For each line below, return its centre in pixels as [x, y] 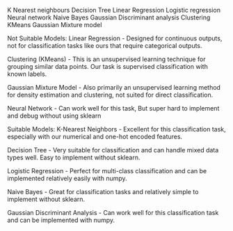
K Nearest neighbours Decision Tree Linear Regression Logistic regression [114, 10]
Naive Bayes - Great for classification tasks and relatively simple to [103, 192]
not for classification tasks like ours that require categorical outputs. [105, 46]
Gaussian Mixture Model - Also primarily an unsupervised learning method [114, 87]
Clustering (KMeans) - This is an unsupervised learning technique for [106, 59]
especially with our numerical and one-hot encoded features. [95, 136]
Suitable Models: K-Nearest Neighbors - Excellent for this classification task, [116, 129]
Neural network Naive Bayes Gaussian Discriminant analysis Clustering [109, 17]
